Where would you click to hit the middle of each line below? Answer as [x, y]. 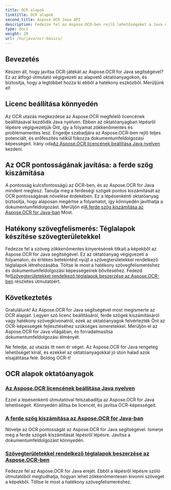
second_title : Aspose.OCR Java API [43, 19]
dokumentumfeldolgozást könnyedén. [45, 440]
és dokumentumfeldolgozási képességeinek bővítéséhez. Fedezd [74, 271]
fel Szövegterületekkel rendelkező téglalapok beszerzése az [68, 276]
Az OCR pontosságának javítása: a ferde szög [79, 165]
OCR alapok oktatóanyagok [50, 374]
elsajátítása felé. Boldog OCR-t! [38, 358]
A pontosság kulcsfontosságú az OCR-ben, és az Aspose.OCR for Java [80, 185]
